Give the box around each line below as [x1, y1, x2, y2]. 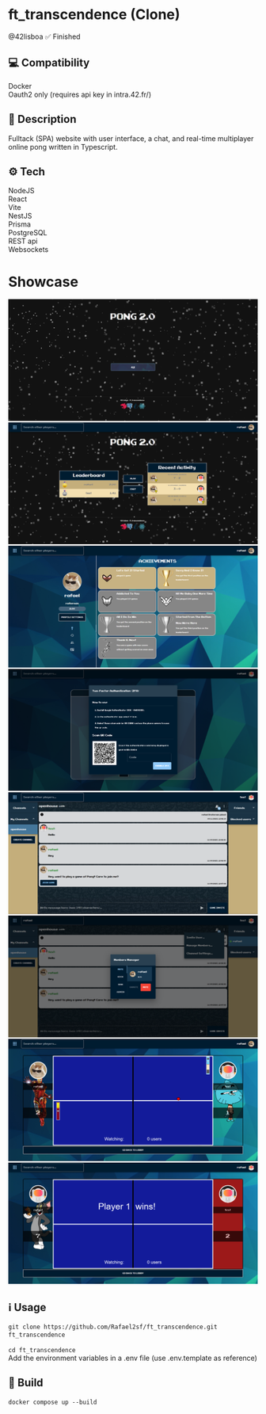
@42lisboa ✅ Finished [8, 32, 81, 41]
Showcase [8, 273, 79, 291]
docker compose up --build [8, 1398, 97, 1406]
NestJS [8, 212, 32, 221]
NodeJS [8, 186, 35, 196]
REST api [8, 236, 38, 246]
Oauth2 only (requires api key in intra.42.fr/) [8, 90, 152, 99]
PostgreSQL [8, 228, 47, 238]
